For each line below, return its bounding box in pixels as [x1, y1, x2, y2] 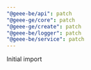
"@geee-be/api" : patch [6, 10, 72, 17]
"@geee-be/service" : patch [6, 36, 85, 43]
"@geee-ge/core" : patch [6, 17, 76, 24]
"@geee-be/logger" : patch [6, 29, 81, 37]
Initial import [6, 55, 42, 63]
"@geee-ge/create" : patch [6, 23, 81, 30]
